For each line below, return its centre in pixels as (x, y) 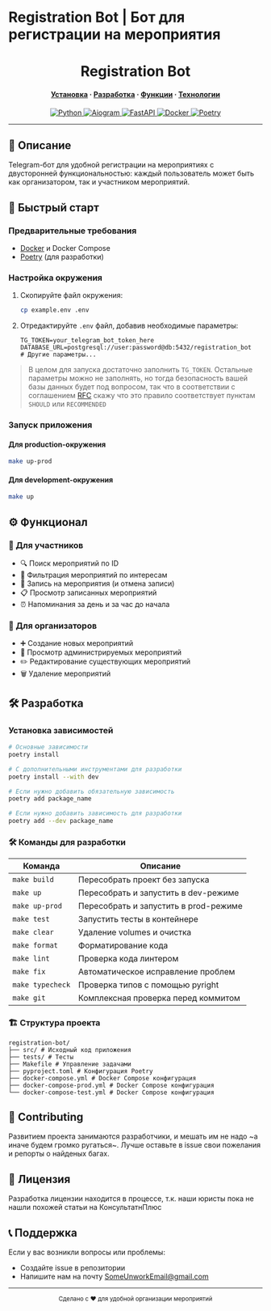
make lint (31, 959)
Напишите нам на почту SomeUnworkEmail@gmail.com (115, 1277)
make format (35, 946)
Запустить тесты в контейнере (138, 919)
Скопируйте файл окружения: (71, 295)
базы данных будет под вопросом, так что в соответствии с (131, 387)
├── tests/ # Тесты (41, 1057)
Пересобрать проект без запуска (144, 880)
